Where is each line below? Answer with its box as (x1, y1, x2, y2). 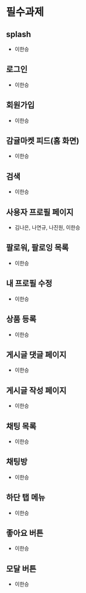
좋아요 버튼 (6, 528, 44, 538)
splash (6, 29, 31, 39)
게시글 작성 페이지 (6, 386, 67, 396)
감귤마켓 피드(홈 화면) (6, 136, 80, 146)
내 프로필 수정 (6, 278, 53, 289)
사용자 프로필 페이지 (6, 207, 74, 217)
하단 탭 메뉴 (6, 493, 46, 503)
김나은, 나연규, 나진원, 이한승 (14, 224, 81, 231)
